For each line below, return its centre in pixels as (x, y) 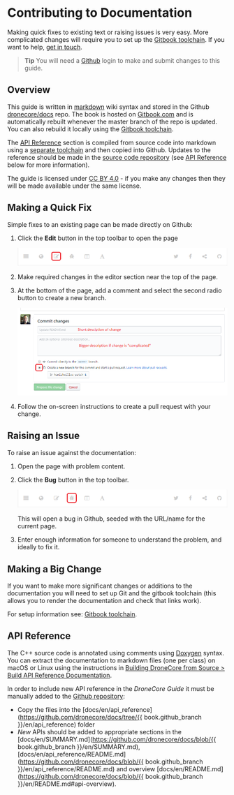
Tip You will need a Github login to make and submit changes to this (122, 60)
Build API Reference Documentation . (60, 675)
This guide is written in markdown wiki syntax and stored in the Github (108, 107)
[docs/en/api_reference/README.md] (72, 754)
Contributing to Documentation (100, 13)
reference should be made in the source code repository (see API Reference (117, 157)
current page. (37, 526)
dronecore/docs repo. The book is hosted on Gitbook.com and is (100, 114)
